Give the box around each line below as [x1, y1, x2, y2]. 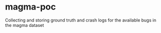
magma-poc [5, 1, 56, 12]
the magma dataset [5, 22, 44, 28]
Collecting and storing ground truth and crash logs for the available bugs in [5, 17, 157, 23]
